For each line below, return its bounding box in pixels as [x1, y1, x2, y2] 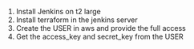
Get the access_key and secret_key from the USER [15, 32, 184, 41]
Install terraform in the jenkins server [15, 15, 138, 24]
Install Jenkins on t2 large [15, 7, 102, 16]
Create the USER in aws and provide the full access [15, 24, 186, 32]
